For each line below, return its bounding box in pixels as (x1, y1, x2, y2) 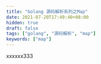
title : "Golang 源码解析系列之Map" (6, 8, 88, 15)
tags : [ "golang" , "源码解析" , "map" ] (6, 31, 96, 37)
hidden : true (6, 20, 39, 25)
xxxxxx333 (6, 53, 33, 59)
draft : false (6, 25, 39, 31)
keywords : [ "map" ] (6, 36, 52, 42)
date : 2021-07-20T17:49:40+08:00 (6, 14, 89, 20)
